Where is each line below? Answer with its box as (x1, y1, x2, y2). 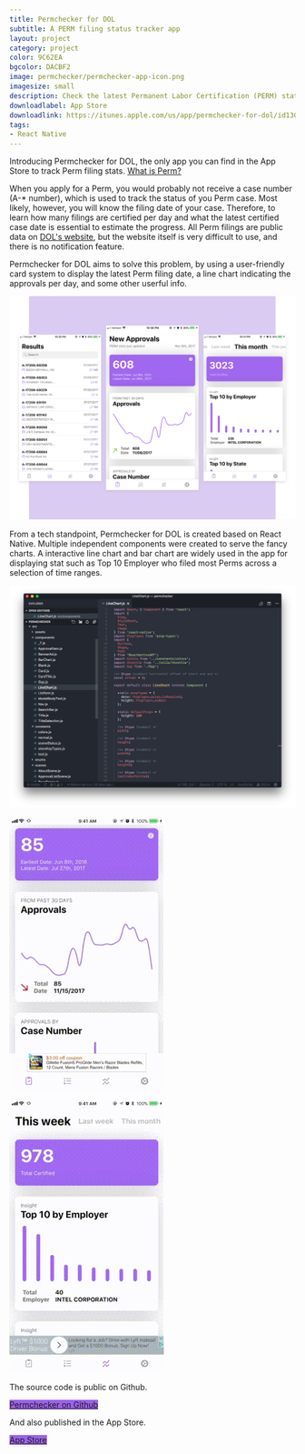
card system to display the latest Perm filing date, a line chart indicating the (9, 268, 291, 279)
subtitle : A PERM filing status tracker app (9, 24, 181, 34)
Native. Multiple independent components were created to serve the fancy (9, 538, 288, 549)
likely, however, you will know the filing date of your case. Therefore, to (9, 203, 276, 214)
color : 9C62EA (9, 53, 64, 63)
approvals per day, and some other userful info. (9, 278, 188, 289)
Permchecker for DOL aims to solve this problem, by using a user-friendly (9, 259, 285, 270)
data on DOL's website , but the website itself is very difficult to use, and (9, 232, 278, 243)
